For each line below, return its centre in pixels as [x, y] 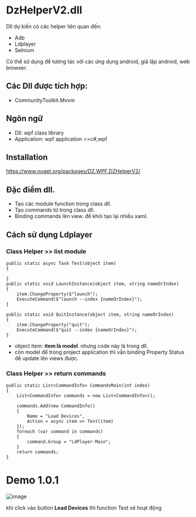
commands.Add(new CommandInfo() [56, 406]
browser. [17, 67]
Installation [27, 157]
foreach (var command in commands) [60, 432]
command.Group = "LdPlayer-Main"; [69, 442]
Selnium [24, 50]
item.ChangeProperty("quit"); [54, 325]
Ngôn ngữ [25, 118]
